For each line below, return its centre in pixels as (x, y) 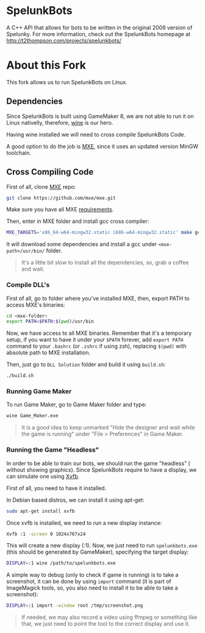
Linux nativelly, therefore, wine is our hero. (60, 122)
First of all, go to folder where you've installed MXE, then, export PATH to (98, 298)
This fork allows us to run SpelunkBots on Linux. (67, 82)
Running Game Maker (39, 392)
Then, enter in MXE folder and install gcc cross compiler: (78, 221)
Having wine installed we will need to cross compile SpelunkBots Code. (96, 134)
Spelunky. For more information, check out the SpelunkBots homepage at (99, 34)
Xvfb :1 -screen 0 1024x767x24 (46, 534)
